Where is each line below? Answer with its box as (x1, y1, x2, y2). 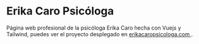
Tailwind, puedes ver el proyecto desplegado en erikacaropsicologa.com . (6, 30, 193, 37)
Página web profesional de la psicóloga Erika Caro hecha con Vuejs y (6, 24, 182, 31)
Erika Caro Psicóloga (6, 4, 115, 18)
